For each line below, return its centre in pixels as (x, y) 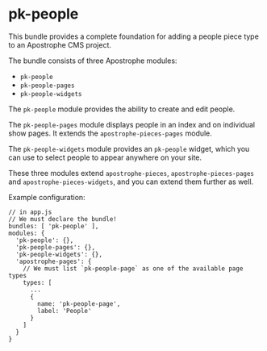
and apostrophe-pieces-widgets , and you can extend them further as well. (131, 182)
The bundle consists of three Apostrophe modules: (93, 61)
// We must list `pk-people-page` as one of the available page (133, 268)
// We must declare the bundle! (63, 219)
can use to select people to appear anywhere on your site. (105, 157)
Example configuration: (47, 197)
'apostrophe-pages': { (54, 261)
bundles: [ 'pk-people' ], (54, 226)
